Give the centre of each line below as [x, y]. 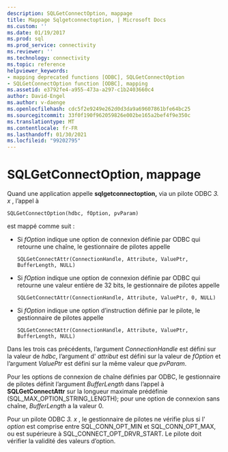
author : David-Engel [37, 97]
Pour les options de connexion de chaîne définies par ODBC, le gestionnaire [114, 377]
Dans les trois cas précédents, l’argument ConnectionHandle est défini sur [112, 349]
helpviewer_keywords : [38, 71]
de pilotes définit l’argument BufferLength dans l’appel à [86, 384]
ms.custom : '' [27, 26]
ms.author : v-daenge [37, 103]
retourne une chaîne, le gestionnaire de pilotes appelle [94, 247]
